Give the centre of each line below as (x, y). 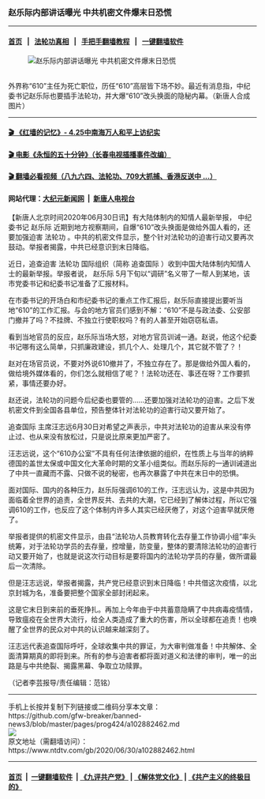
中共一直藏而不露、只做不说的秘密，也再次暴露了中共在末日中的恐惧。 (129, 473)
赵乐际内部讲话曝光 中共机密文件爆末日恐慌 (90, 12)
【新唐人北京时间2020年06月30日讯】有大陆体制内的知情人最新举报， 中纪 (130, 217)
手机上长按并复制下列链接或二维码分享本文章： (84, 707)
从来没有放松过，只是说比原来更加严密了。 (105, 437)
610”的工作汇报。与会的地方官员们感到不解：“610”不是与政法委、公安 (131, 311)
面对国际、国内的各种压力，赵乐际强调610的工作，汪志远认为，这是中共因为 (131, 490)
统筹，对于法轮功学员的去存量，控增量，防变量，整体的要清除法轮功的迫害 (129, 546)
